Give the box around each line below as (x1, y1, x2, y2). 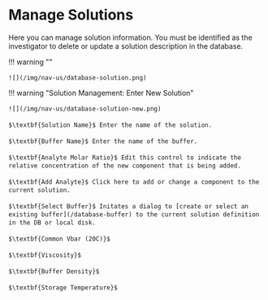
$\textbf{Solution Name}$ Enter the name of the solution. (8, 120, 213, 129)
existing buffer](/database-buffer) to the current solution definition (8, 210, 260, 219)
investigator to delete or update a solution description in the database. (8, 41, 244, 50)
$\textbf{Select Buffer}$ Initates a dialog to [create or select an (8, 202, 249, 211)
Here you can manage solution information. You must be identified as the (8, 33, 253, 42)
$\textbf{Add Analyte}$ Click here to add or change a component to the (8, 177, 260, 186)
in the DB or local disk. (8, 218, 96, 227)
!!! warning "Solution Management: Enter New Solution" (8, 88, 194, 98)
